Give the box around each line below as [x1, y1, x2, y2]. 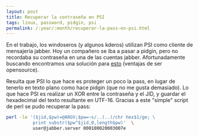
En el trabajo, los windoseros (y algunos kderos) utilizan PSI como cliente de [6, 41, 193, 48]
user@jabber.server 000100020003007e [32, 125, 127, 131]
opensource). [6, 66, 39, 74]
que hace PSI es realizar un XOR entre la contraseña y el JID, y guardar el [6, 90, 186, 97]
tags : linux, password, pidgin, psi [6, 19, 97, 25]
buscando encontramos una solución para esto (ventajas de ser [6, 60, 162, 67]
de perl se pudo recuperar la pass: [6, 103, 91, 110]
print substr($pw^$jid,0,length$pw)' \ [32, 120, 134, 126]
